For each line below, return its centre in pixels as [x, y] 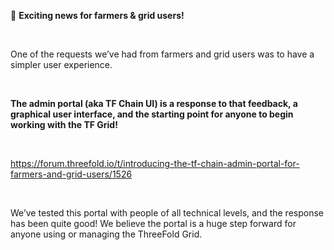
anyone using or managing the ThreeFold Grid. [106, 234]
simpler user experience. [61, 64]
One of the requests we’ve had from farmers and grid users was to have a [162, 54]
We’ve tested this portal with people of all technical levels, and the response [167, 213]
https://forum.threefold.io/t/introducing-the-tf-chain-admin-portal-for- [155, 163]
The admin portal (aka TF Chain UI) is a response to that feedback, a [154, 103]
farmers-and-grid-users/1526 [71, 174]
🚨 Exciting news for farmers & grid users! [97, 15]
